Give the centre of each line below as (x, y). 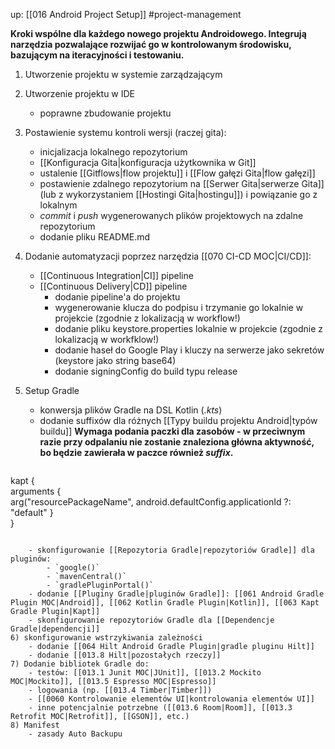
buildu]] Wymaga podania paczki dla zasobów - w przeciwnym (172, 431)
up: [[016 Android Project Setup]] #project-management (126, 14)
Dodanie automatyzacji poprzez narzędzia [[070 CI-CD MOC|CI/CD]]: (168, 256)
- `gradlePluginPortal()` (100, 585)
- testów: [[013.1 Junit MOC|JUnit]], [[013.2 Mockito (145, 673)
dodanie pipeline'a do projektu (117, 297)
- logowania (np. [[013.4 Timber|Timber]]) (120, 690)
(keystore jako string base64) (115, 360)
